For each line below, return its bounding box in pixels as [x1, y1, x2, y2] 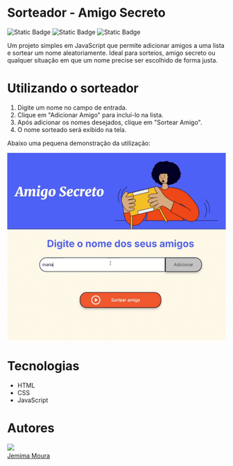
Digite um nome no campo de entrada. [17, 103, 128, 112]
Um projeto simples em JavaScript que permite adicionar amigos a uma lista [7, 41, 225, 49]
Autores [7, 420, 55, 435]
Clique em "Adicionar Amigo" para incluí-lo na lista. [17, 110, 164, 119]
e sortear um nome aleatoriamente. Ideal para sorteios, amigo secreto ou [7, 49, 216, 57]
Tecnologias [7, 358, 80, 374]
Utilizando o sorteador [7, 81, 139, 97]
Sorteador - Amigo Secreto [7, 5, 166, 21]
